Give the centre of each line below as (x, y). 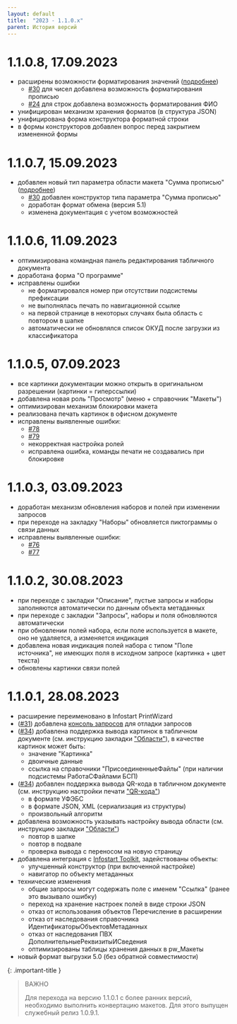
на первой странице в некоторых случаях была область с (115, 313)
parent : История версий (42, 27)
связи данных (38, 530)
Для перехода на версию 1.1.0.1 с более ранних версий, (108, 997)
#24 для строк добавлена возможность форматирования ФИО (123, 104)
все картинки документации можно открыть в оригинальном (110, 384)
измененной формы (48, 134)
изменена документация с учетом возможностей (103, 212)
